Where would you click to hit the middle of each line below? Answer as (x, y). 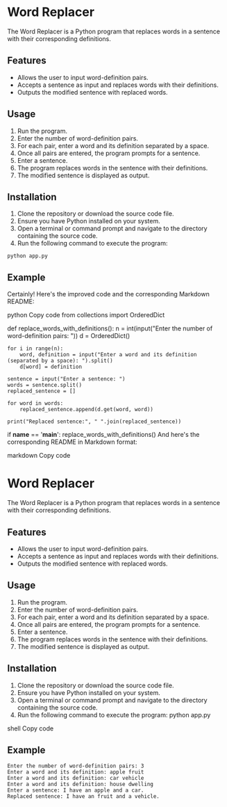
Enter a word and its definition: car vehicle (76, 778)
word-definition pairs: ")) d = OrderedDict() (69, 336)
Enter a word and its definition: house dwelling (81, 784)
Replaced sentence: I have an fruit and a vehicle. (83, 797)
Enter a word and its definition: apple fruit (76, 772)
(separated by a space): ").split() (60, 361)
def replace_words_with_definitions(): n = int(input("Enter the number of (110, 328)
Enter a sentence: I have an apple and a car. (76, 790)
